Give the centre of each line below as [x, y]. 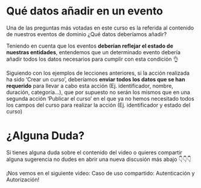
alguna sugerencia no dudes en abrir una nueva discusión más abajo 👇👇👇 [99, 159]
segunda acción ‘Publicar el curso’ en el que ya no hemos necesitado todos [100, 98]
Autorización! [23, 180]
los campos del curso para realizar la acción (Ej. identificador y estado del [98, 105]
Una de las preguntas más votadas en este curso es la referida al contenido [100, 28]
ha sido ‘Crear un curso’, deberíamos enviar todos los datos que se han [96, 79]
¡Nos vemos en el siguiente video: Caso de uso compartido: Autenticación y [101, 173]
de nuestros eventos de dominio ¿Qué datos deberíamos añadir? [87, 34]
